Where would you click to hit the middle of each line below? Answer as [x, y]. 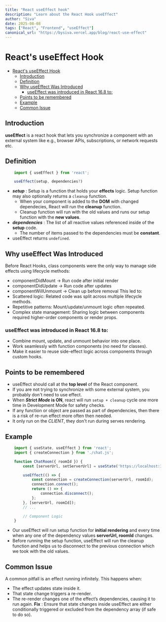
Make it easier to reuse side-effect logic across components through [82, 351]
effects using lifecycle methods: [38, 271]
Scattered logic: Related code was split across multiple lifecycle [77, 296]
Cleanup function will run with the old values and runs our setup [85, 212]
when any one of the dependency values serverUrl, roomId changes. [83, 535]
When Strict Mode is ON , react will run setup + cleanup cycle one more [85, 400]
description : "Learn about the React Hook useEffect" [62, 14]
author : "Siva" [21, 19]
